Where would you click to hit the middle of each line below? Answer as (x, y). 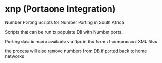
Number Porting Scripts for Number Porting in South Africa (65, 22)
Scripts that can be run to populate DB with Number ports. (64, 32)
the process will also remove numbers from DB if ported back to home (76, 51)
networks (15, 56)
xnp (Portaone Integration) (61, 9)
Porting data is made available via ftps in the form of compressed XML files (81, 41)
